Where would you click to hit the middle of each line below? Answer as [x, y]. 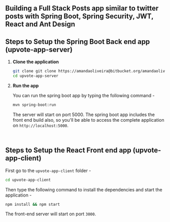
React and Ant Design [40, 24]
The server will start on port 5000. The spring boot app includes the [83, 115]
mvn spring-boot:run [34, 105]
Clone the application [36, 62]
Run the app [26, 86]
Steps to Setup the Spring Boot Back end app [78, 41]
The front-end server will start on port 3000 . [51, 214]
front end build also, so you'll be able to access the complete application [89, 120]
